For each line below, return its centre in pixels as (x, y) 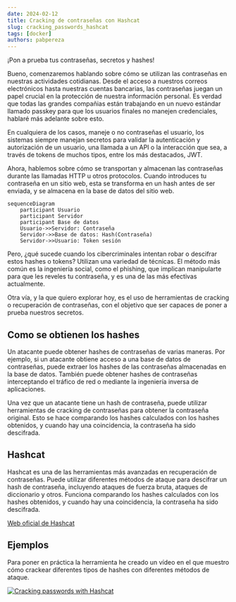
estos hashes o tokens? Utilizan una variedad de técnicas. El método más (114, 262)
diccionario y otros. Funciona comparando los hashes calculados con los (113, 494)
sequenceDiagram (31, 204)
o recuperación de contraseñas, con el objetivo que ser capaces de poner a (117, 305)
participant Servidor (51, 216)
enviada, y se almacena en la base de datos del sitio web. (91, 191)
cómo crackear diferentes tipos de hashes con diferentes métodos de (108, 570)
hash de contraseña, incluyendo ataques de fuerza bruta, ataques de (107, 486)
